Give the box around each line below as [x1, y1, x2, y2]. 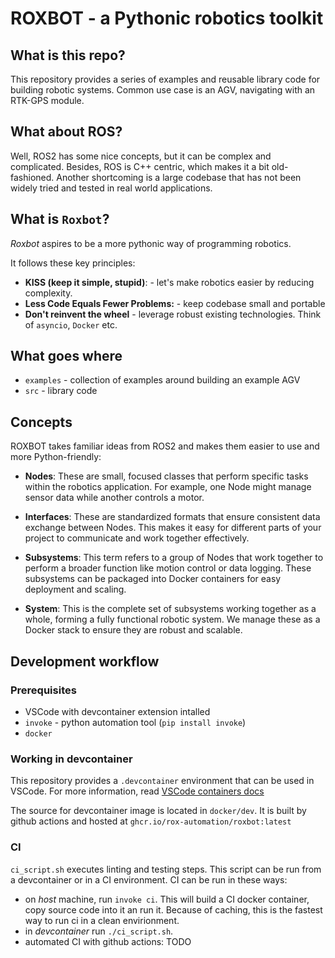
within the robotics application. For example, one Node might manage [24, 481, 312, 493]
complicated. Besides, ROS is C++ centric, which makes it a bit [10, 160, 270, 172]
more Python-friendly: [10, 451, 102, 463]
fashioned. [10, 171, 55, 183]
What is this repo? [10, 47, 126, 64]
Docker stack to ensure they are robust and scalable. [24, 624, 243, 636]
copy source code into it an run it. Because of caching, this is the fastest [24, 903, 323, 916]
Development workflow [10, 653, 160, 670]
